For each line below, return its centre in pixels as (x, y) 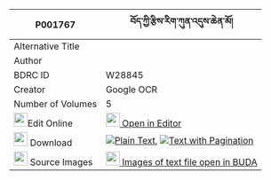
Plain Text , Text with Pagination (184, 140)
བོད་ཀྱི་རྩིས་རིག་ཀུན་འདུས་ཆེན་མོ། (182, 21)
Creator (30, 90)
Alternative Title (47, 46)
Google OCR (132, 90)
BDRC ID (32, 75)
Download (51, 143)
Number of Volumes (56, 104)
